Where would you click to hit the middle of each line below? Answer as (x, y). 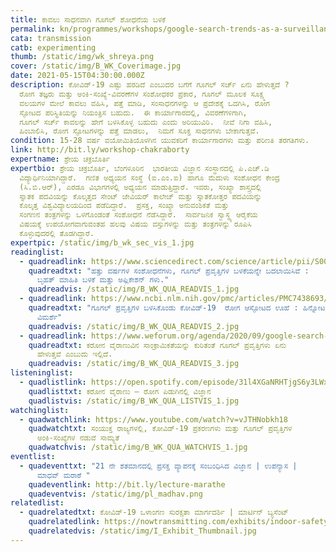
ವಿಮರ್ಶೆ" (49, 317)
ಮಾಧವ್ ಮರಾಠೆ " (63, 475)
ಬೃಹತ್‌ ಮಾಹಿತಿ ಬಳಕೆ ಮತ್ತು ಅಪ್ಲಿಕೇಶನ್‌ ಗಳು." (103, 280)
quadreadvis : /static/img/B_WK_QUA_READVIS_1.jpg (134, 289)
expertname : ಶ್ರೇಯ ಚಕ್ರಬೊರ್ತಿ (60, 159)
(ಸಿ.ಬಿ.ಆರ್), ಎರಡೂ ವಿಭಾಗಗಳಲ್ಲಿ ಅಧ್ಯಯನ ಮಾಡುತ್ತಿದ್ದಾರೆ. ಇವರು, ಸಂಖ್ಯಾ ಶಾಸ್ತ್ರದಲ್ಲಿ (140, 187)
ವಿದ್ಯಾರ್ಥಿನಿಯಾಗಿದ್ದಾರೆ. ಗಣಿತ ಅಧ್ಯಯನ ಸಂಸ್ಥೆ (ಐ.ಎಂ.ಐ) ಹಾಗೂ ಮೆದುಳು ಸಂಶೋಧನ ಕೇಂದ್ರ (149, 177)
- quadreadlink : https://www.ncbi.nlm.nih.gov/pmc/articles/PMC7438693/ (174, 299)
